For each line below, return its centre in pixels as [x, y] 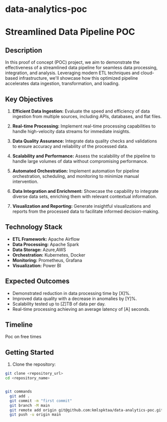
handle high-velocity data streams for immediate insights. [71, 131]
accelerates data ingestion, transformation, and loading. [62, 84]
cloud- [148, 73]
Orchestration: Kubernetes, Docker [49, 255]
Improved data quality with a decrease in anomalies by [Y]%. [75, 298]
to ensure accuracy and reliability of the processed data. [70, 146]
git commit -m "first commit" [41, 401]
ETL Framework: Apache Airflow [46, 239]
